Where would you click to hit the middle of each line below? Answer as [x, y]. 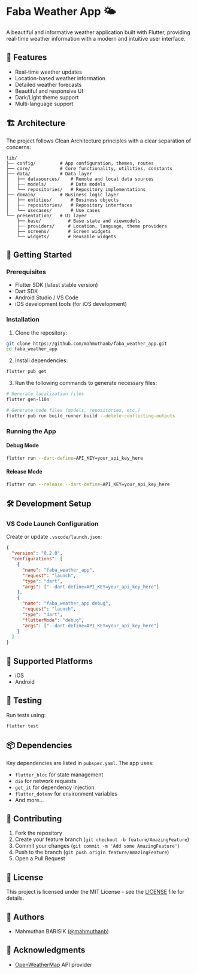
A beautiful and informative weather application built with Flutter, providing [98, 32]
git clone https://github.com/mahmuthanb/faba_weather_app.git [87, 344]
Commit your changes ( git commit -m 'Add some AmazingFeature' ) [97, 846]
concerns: [19, 147]
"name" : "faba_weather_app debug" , [66, 603]
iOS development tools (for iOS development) [71, 304]
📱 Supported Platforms [50, 661]
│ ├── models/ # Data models [56, 184]
